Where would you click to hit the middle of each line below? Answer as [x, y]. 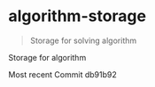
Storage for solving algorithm [83, 40]
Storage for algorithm [47, 57]
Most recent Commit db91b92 [62, 74]
